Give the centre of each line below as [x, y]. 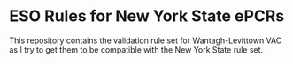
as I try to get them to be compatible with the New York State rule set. [136, 49]
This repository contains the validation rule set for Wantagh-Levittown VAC [146, 40]
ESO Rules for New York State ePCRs [147, 16]
